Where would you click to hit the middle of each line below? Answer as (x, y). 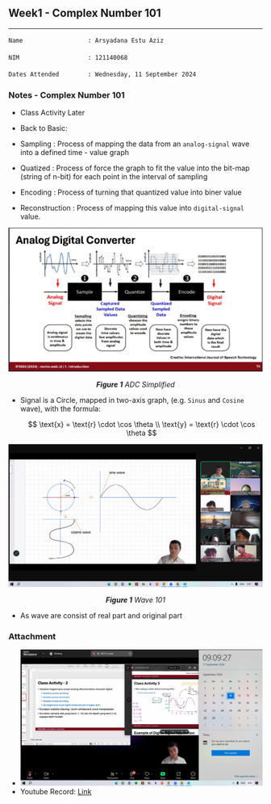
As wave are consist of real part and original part (101, 615)
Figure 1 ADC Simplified (135, 384)
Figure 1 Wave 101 (135, 600)
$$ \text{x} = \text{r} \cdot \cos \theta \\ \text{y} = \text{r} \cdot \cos (142, 424)
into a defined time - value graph (74, 153)
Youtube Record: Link (56, 791)
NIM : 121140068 (68, 57)
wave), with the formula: (60, 408)
